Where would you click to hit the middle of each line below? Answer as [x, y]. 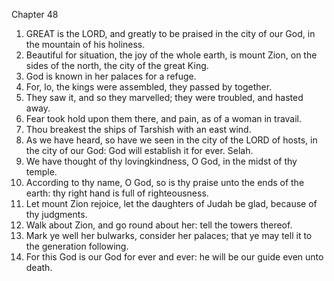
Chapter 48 [35, 14]
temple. [41, 172]
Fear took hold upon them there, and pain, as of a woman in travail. [164, 118]
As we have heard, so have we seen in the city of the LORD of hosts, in [171, 140]
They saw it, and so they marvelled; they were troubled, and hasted [164, 97]
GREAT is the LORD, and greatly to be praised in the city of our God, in [170, 33]
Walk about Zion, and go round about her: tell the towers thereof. [159, 225]
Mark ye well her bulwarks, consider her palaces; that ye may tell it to [169, 235]
